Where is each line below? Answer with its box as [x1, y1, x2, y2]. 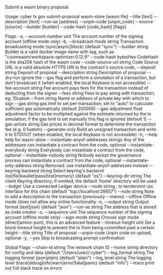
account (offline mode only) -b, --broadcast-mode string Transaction [5, 38, 144, 44]
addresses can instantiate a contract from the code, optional [5, 142, 127, 147]
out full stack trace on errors [5, 265, 62, 271]
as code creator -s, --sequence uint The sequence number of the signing [5, 209, 152, 215]
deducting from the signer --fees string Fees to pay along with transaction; [5, 90, 155, 96]
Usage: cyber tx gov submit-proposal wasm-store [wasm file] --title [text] [5, 14, 153, 19]
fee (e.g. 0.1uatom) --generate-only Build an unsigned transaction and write [5, 127, 157, 132]
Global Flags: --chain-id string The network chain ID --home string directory [5, 244, 158, 250]
